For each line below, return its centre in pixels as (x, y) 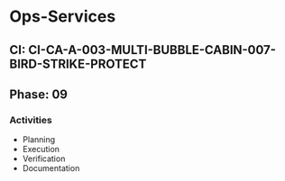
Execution (41, 149)
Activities (31, 120)
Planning (39, 140)
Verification (44, 158)
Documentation (51, 168)
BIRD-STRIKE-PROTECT (78, 63)
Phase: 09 (38, 94)
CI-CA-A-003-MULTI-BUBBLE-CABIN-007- (152, 50)
